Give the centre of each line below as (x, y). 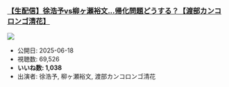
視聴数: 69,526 (39, 59)
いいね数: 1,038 (40, 68)
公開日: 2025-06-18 (45, 50)
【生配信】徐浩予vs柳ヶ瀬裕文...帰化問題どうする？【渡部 (104, 10)
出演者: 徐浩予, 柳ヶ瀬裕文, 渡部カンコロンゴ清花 (86, 77)
